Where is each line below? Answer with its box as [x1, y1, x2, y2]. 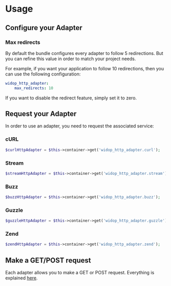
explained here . [5, 275, 38, 281]
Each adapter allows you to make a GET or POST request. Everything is [5, 270, 154, 276]
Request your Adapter [5, 110, 77, 118]
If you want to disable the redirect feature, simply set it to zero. [5, 95, 137, 101]
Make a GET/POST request [5, 256, 91, 265]
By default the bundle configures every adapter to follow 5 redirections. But [5, 50, 164, 56]
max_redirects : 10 [14, 85, 53, 91]
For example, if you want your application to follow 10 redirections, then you [5, 65, 164, 71]
